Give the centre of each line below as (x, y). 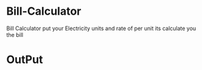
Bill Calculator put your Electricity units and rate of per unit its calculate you (101, 28)
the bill (15, 34)
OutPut (25, 60)
